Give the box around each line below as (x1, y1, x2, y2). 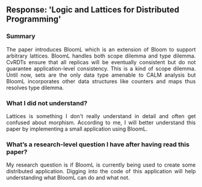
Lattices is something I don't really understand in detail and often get (6, 112, 196, 119)
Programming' (6, 14, 61, 25)
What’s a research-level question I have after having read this (6, 140, 190, 149)
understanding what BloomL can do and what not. (6, 174, 130, 182)
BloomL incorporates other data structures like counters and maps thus (6, 77, 196, 85)
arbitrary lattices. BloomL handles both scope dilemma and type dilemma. (6, 52, 196, 59)
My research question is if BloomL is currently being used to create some (6, 161, 196, 168)
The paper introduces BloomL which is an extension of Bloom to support (6, 46, 196, 53)
